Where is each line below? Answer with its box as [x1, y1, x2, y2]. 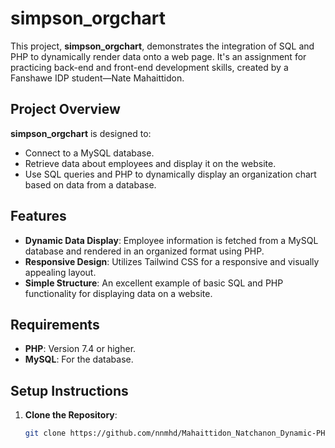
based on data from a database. [24, 178, 157, 191]
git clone [24, 428, 67, 439]
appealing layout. [24, 266, 97, 278]
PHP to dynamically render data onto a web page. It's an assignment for [10, 50, 307, 62]
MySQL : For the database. [24, 353, 134, 366]
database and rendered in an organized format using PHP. [24, 245, 265, 257]
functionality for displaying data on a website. [24, 287, 213, 299]
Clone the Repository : [24, 409, 118, 421]
